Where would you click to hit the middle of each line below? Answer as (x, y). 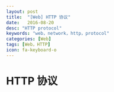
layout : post (22, 11)
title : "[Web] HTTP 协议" (38, 17)
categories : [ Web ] (29, 39)
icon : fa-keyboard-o (32, 50)
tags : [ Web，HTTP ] (28, 45)
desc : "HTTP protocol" (34, 28)
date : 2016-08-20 (30, 22)
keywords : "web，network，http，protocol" (58, 34)
